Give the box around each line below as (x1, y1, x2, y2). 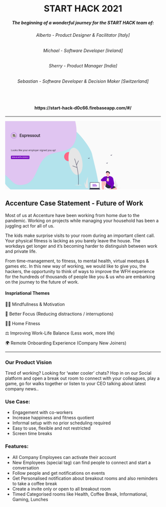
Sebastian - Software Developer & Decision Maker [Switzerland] (17, 78, 149, 84)
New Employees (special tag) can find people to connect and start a (12, 459, 151, 465)
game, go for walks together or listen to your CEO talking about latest (5, 381, 146, 387)
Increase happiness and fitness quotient (12, 415, 94, 421)
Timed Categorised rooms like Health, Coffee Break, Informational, (12, 491, 148, 497)
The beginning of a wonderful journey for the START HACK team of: (12, 19, 154, 25)
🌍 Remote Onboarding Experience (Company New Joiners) (5, 340, 127, 346)
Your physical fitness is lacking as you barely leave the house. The (5, 237, 141, 243)
